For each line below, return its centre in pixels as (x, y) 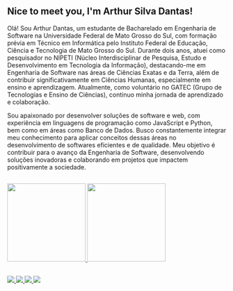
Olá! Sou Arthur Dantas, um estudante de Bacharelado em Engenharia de (112, 28)
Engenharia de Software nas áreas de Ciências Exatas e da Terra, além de (113, 72)
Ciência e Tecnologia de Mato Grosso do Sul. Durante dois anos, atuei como (116, 50)
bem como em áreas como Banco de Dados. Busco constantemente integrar (117, 130)
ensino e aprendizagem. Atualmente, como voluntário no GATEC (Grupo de (115, 87)
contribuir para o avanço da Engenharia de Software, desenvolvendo (106, 152)
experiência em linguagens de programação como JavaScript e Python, (110, 123)
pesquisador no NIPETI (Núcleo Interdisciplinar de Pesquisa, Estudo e (107, 58)
